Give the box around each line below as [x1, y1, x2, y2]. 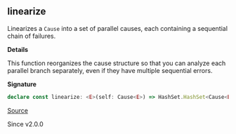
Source [7, 106, 28, 114]
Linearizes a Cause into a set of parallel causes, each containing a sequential [7, 24, 228, 32]
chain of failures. [7, 32, 56, 40]
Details [7, 45, 29, 53]
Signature [7, 80, 37, 88]
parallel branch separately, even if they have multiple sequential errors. [7, 66, 213, 74]
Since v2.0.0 [7, 119, 44, 128]
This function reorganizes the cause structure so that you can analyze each [7, 59, 226, 67]
